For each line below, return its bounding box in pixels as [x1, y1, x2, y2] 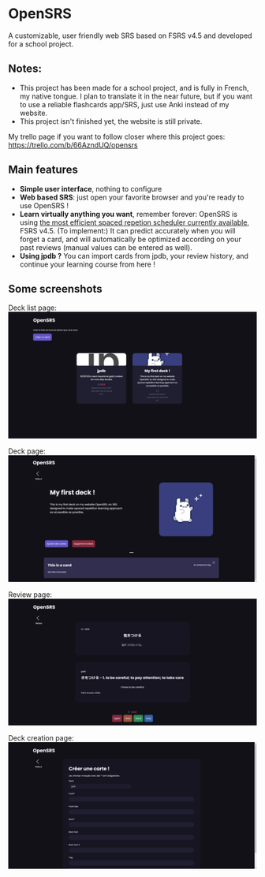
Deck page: [8, 446, 46, 456]
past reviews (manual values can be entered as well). [19, 242, 193, 252]
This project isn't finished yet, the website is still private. [19, 116, 203, 126]
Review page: [8, 590, 53, 599]
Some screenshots [8, 282, 103, 296]
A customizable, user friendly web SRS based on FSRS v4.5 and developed [8, 31, 252, 40]
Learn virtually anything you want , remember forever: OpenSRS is [19, 209, 238, 218]
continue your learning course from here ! [19, 259, 155, 269]
